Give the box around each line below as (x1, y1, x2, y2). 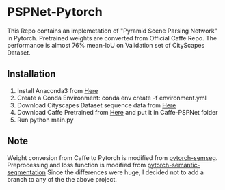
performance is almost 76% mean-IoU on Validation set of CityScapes (7, 41, 205, 49)
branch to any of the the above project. (7, 175, 118, 183)
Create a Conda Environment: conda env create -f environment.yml (16, 94, 207, 102)
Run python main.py (16, 116, 74, 124)
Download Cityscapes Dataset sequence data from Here (16, 100, 176, 109)
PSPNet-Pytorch (7, 4, 103, 20)
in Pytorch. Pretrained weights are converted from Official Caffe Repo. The (7, 33, 217, 42)
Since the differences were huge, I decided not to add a (47, 168, 204, 176)
